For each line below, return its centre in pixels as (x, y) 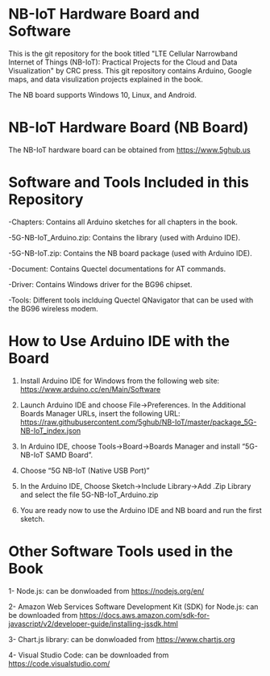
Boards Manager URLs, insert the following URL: (100, 413)
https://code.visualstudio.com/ (59, 663)
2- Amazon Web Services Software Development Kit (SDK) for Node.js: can (133, 607)
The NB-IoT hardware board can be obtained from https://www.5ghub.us (130, 149)
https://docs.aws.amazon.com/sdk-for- (145, 615)
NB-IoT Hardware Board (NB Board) (129, 128)
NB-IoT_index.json (50, 430)
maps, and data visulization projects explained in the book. (106, 79)
